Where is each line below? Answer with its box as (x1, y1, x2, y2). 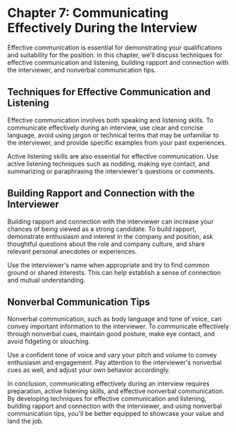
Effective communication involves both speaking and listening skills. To (7, 116, 213, 124)
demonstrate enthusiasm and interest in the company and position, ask (7, 232, 213, 240)
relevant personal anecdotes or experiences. (7, 247, 137, 255)
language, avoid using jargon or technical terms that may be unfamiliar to (7, 130, 220, 139)
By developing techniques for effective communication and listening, (7, 395, 206, 403)
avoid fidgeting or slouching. (7, 337, 90, 346)
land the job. (7, 417, 44, 426)
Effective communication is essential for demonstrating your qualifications (7, 43, 223, 51)
